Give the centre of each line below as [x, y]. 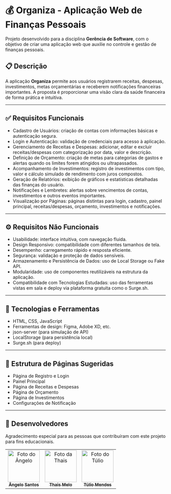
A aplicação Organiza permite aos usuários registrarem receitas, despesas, [84, 81]
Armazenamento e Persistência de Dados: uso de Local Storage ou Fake [88, 261]
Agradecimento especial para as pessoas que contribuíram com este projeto [85, 436]
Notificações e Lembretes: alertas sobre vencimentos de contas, [80, 190]
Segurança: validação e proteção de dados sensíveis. [69, 255]
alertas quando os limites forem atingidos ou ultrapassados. [75, 163]
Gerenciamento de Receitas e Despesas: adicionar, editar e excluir [82, 147]
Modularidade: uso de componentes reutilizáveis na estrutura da [80, 272]
